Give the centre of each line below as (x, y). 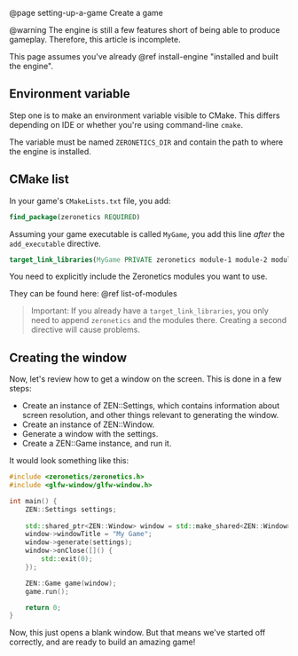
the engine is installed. (50, 151)
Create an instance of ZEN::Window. (88, 424)
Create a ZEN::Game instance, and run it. (97, 444)
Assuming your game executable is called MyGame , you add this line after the (147, 233)
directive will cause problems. (85, 330)
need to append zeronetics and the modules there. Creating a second (159, 320)
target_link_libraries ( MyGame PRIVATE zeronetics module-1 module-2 (138, 260)
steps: (20, 389)
